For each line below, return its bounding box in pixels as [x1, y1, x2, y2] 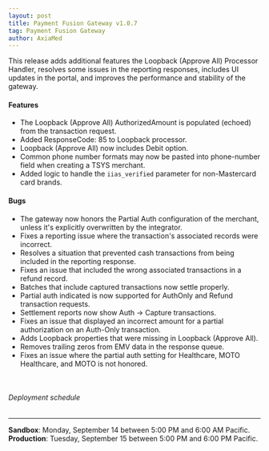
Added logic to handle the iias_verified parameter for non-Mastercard [19, 169, 257, 179]
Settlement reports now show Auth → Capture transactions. [19, 307, 217, 317]
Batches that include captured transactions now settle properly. [19, 282, 230, 291]
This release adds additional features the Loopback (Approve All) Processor [8, 56, 259, 66]
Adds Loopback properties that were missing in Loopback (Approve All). [19, 333, 259, 343]
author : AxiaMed [8, 34, 62, 43]
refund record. [19, 274, 68, 283]
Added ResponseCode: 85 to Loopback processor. [19, 135, 187, 144]
